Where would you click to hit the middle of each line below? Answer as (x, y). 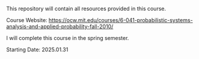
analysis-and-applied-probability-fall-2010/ (60, 27)
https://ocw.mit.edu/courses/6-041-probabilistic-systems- (121, 20)
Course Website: (27, 20)
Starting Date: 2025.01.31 (37, 49)
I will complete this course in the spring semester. (68, 38)
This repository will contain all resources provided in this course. (86, 9)
